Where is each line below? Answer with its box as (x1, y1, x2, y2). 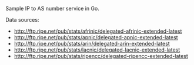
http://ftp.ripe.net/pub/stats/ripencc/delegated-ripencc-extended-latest (14, 53, 189, 59)
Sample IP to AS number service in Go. (5, 5, 99, 12)
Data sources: (5, 16, 39, 23)
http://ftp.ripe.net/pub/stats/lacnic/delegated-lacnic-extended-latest (14, 46, 180, 53)
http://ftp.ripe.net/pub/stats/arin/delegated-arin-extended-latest (14, 40, 170, 47)
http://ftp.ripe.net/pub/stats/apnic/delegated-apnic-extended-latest (14, 34, 178, 40)
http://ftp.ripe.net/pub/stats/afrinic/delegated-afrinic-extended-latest (14, 28, 182, 35)
